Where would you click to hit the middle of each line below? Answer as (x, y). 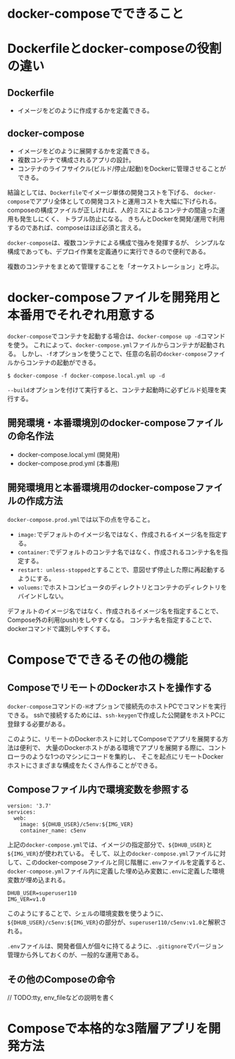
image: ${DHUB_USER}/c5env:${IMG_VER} (77, 825)
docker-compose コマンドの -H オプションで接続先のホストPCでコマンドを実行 (117, 706)
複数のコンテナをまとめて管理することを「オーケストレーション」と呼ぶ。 (115, 267)
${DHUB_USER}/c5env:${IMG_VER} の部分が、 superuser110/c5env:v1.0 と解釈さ (117, 922)
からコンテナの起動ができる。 (56, 362)
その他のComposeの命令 (61, 979)
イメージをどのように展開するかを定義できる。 (85, 151)
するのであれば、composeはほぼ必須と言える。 (76, 228)
